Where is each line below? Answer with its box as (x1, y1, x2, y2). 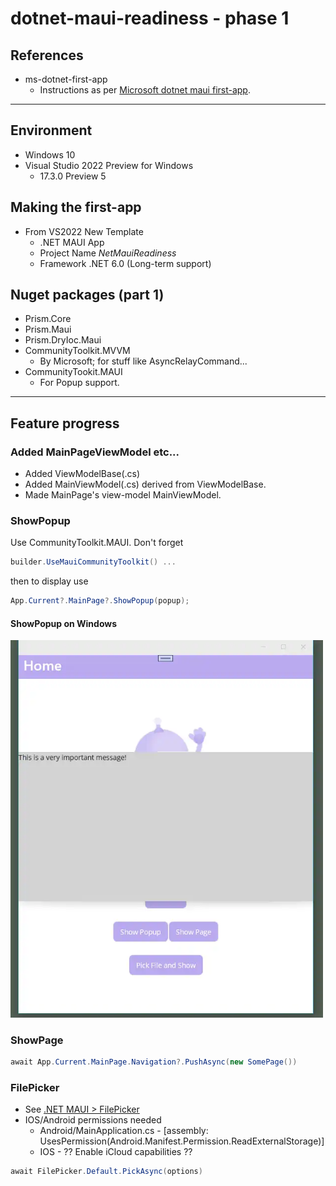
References (10, 47, 84, 64)
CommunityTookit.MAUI (24, 366, 123, 378)
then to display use (10, 575, 89, 587)
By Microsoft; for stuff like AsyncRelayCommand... (39, 355, 248, 367)
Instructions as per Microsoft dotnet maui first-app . (39, 84, 251, 96)
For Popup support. (39, 377, 120, 389)
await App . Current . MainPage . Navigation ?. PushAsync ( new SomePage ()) (10, 1057, 298, 1067)
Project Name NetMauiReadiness (39, 247, 177, 259)
